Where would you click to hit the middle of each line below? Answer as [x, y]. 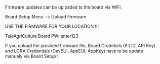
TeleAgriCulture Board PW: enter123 [42, 36]
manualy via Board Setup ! [32, 56]
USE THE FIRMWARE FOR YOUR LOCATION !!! [52, 26]
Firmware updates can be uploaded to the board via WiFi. [64, 7]
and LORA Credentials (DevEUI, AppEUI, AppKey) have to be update [74, 51]
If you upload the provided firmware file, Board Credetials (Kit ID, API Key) [80, 46]
